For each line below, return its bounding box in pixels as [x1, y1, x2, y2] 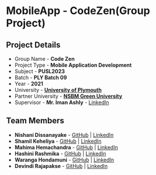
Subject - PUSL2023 [14, 68, 65, 74]
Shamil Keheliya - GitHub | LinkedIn [14, 138, 102, 145]
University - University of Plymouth [14, 87, 102, 93]
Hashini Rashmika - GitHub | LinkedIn [14, 150, 106, 157]
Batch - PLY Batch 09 [14, 74, 67, 81]
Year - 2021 [14, 80, 44, 87]
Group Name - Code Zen [14, 56, 75, 62]
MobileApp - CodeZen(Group [6, 4, 150, 18]
